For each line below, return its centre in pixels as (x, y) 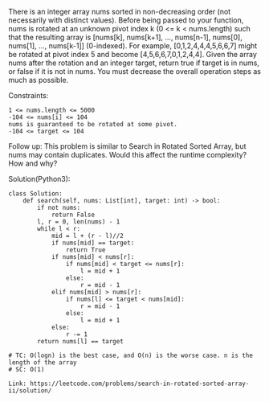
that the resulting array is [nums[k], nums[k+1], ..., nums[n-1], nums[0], (125, 37)
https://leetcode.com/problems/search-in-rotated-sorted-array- (139, 384)
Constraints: (29, 95)
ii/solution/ (30, 391)
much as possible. (39, 80)
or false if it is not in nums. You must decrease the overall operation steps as (134, 71)
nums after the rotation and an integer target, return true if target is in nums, (134, 63)
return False (73, 215)
